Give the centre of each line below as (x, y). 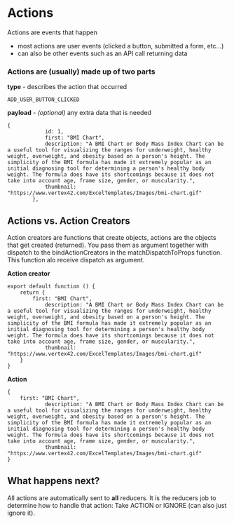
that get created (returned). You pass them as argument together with (108, 245)
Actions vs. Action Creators (69, 221)
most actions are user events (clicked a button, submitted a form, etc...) (121, 46)
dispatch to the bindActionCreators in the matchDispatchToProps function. (115, 253)
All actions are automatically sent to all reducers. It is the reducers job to (112, 498)
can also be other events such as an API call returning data (102, 53)
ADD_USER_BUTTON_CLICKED (43, 100)
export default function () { (51, 287)
